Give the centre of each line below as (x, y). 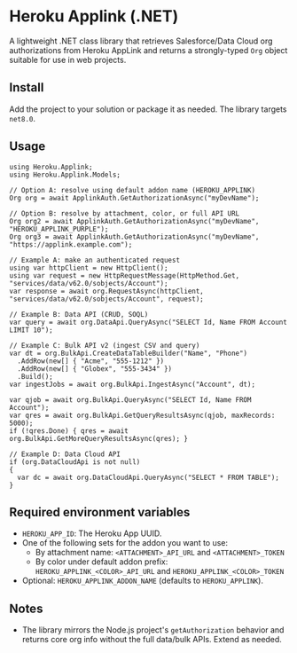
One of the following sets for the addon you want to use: (125, 543)
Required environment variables (100, 512)
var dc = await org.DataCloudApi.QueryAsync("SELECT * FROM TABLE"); (148, 477)
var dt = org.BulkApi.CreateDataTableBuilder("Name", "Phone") (129, 353)
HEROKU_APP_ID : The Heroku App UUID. (92, 533)
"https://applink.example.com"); (71, 244)
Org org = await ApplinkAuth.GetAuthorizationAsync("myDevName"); (134, 198)
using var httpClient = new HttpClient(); (89, 268)
